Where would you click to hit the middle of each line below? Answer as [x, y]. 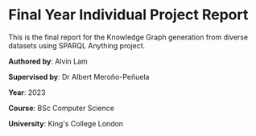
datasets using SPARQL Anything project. [77, 45]
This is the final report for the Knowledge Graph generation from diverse [128, 37]
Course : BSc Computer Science [62, 108]
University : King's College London [66, 123]
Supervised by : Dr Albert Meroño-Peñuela [79, 76]
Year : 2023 [27, 92]
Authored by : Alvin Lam [48, 61]
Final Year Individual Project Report [128, 15]
